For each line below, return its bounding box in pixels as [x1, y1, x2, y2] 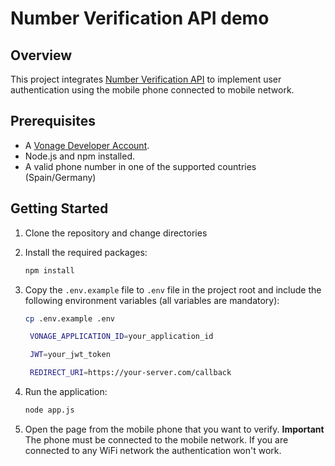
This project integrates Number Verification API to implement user [10, 73, 282, 85]
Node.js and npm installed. [24, 150, 136, 162]
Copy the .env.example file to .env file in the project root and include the [24, 283, 322, 296]
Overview [10, 47, 73, 64]
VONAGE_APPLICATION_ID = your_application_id [29, 332, 214, 342]
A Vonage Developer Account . [24, 139, 150, 151]
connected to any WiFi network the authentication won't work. [24, 444, 282, 456]
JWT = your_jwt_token [29, 350, 111, 360]
